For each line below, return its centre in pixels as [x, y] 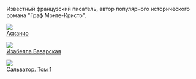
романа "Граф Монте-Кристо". [46, 15]
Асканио [18, 33]
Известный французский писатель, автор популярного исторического [98, 9]
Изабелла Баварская [34, 51]
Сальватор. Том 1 [29, 69]
